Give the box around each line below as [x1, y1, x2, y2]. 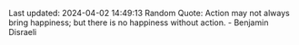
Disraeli [8, 27, 37, 37]
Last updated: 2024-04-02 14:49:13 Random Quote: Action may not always [8, 8, 290, 18]
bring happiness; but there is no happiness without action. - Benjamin [8, 17, 269, 28]
